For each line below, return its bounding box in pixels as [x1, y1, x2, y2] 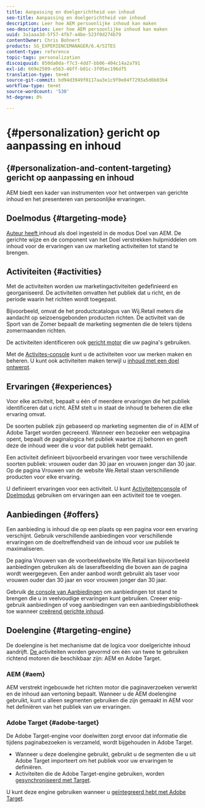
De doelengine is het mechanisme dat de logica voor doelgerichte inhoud [6, 641, 191, 648]
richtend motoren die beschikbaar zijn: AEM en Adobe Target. [6, 655, 162, 662]
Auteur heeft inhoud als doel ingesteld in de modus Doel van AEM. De [6, 229, 182, 237]
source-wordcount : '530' [6, 89, 70, 95]
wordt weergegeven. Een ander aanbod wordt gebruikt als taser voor [6, 570, 180, 577]
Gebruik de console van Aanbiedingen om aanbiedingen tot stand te [6, 588, 178, 595]
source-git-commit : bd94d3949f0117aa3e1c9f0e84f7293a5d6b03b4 [6, 77, 168, 83]
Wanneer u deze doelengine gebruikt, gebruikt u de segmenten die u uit [15, 751, 196, 758]
